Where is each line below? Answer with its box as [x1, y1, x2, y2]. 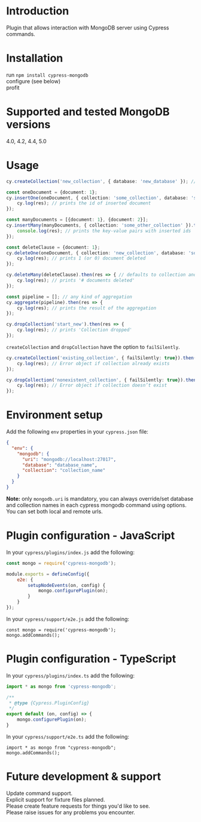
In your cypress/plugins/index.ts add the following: [6, 672, 135, 679]
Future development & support [6, 770, 162, 784]
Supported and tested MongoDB [6, 105, 170, 119]
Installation [6, 52, 63, 65]
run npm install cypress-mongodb [6, 71, 89, 79]
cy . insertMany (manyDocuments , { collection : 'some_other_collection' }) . [6, 222, 194, 228]
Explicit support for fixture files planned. [6, 796, 105, 803]
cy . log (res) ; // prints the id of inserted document [17, 200, 151, 206]
